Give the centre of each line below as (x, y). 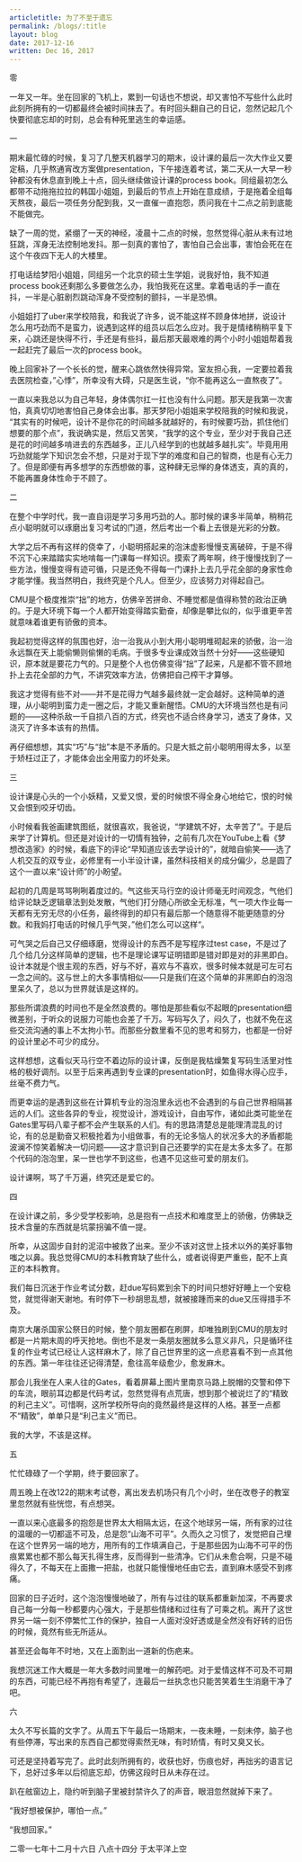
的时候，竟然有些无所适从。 (61, 1632)
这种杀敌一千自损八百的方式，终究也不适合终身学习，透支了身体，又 (166, 717)
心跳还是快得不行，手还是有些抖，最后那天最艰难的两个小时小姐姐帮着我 (159, 339)
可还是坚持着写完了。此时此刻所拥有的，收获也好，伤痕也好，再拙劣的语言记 (151, 1761)
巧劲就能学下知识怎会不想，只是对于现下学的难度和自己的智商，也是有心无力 (151, 456)
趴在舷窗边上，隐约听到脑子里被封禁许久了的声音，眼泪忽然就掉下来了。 (143, 1792)
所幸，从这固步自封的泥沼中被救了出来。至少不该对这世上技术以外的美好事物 (151, 1246)
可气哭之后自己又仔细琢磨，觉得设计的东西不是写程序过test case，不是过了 (148, 944)
